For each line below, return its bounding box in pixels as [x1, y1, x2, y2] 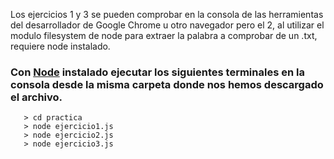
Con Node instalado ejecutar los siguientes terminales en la [10, 65, 305, 79]
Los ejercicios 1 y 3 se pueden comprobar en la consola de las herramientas [10, 9, 324, 20]
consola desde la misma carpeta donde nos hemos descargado [10, 77, 324, 91]
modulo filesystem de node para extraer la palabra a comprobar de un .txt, [10, 30, 318, 41]
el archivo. [10, 90, 63, 104]
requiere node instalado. [10, 40, 111, 52]
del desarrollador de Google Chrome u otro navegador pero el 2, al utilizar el [10, 19, 325, 31]
